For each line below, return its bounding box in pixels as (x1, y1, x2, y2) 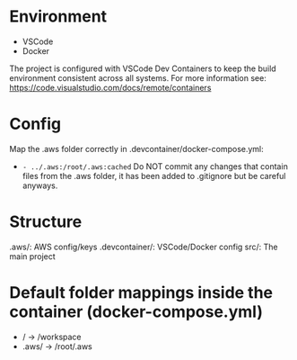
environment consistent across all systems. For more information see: (9, 72, 266, 83)
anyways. (22, 180, 58, 191)
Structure (9, 211, 83, 232)
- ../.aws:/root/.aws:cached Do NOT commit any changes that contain (22, 160, 289, 172)
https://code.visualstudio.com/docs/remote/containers (9, 82, 212, 93)
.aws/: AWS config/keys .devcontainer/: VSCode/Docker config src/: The (9, 241, 278, 252)
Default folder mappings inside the (9, 283, 274, 302)
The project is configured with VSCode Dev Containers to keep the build (9, 63, 276, 74)
